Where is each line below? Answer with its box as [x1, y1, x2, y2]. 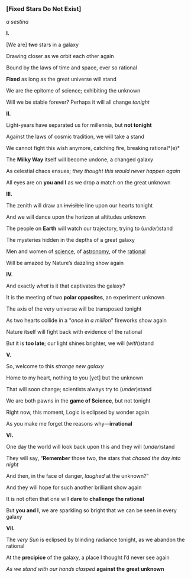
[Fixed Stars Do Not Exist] [6, 5, 82, 13]
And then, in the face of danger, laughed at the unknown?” [6, 472, 149, 480]
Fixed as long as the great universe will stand [6, 76, 116, 83]
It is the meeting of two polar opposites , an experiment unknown [6, 294, 164, 301]
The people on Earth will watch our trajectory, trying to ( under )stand [6, 225, 173, 232]
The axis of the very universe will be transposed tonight [6, 305, 142, 312]
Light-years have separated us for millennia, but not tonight [6, 122, 152, 129]
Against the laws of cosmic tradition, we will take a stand [6, 133, 145, 140]
